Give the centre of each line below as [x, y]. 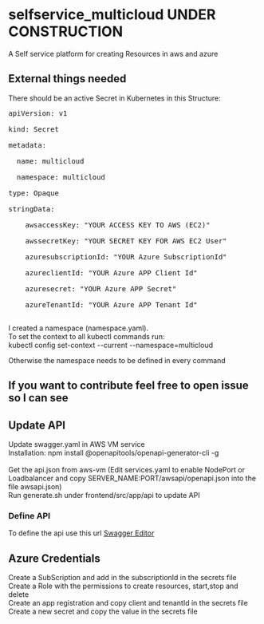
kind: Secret [34, 129]
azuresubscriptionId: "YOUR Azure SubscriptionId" [126, 257]
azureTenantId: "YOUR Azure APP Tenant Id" [111, 304]
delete [19, 594]
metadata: [27, 145]
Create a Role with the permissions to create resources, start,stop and [123, 586]
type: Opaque [34, 193]
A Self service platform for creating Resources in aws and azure [113, 53]
